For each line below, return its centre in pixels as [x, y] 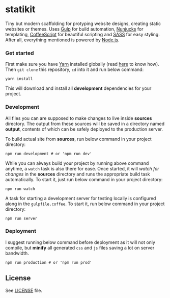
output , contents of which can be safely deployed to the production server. [84, 129]
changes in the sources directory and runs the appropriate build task [78, 174]
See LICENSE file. [24, 290]
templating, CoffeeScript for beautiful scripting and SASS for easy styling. [83, 34]
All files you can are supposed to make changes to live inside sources [79, 118]
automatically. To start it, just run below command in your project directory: [84, 179]
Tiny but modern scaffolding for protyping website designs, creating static [83, 23]
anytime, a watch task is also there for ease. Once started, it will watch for [82, 168]
